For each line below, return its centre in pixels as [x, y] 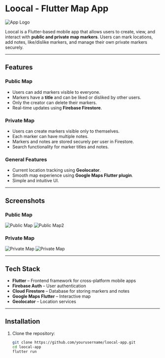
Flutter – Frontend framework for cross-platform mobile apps [74, 281]
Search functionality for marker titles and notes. [60, 147]
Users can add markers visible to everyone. [56, 92]
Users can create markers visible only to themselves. [66, 131]
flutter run [24, 352]
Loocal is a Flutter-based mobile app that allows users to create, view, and [80, 31]
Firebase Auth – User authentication [49, 286]
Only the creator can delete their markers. [55, 102]
